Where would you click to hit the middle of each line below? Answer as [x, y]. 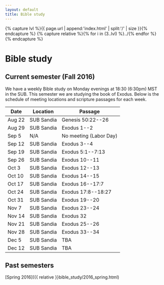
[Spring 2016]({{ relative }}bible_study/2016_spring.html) [62, 277]
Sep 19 [16, 152]
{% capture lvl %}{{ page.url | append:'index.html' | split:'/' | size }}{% [76, 28]
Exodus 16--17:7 [83, 184]
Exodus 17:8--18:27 [86, 192]
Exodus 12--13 [80, 168]
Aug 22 [16, 120]
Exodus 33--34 [80, 232]
